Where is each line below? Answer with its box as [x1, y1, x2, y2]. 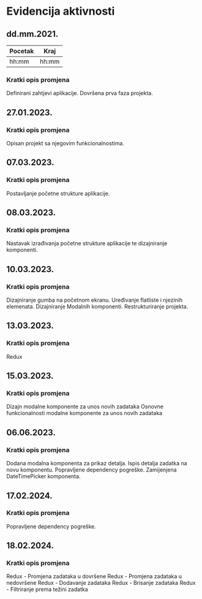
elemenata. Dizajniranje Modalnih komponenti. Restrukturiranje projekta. [6, 303, 189, 310]
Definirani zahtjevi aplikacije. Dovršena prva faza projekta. [6, 90, 153, 97]
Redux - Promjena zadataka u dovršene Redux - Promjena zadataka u [6, 573, 182, 580]
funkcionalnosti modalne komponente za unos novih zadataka [6, 410, 163, 417]
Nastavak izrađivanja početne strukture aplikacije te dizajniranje [6, 240, 168, 247]
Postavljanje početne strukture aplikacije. [6, 189, 110, 197]
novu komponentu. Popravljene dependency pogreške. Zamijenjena [6, 466, 177, 473]
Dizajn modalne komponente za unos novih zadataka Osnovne [6, 403, 164, 410]
